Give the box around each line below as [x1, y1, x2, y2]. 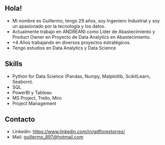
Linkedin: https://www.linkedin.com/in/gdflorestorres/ [12, 129, 125, 135]
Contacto [5, 115, 35, 124]
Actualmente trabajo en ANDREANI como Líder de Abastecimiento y [12, 28, 155, 35]
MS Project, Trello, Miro [12, 94, 62, 101]
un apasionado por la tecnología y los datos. [12, 23, 106, 29]
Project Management [12, 100, 57, 106]
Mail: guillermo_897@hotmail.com [12, 134, 84, 140]
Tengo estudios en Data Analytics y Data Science [12, 44, 116, 51]
